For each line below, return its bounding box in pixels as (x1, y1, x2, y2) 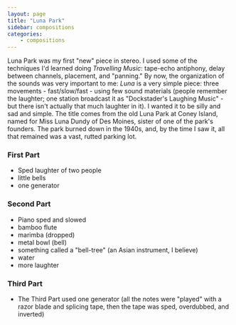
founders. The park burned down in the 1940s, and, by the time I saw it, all (7, 125, 225, 133)
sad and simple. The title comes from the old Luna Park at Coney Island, (7, 110, 218, 118)
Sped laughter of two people (17, 166, 102, 175)
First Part (7, 150, 41, 160)
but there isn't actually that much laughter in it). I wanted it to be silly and (7, 102, 221, 110)
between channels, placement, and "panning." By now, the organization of (7, 72, 225, 81)
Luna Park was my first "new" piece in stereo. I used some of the (7, 56, 198, 65)
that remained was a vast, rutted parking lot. (7, 133, 137, 141)
